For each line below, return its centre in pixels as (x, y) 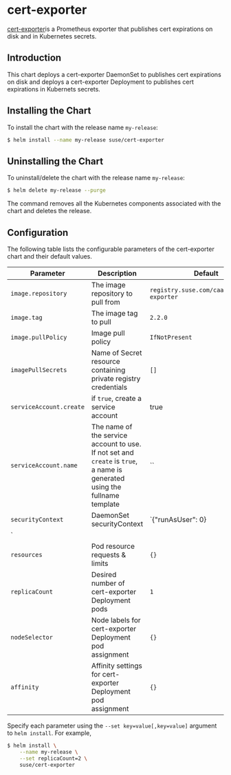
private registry (116, 378)
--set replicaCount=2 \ (54, 758)
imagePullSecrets (39, 370)
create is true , (114, 461)
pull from (106, 302)
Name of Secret (117, 353)
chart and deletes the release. (49, 211)
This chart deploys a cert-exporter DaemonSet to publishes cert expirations (114, 74)
